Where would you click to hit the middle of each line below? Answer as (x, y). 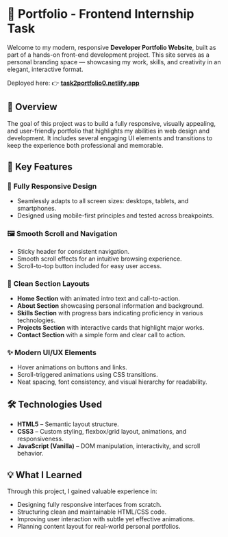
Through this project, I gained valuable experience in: (82, 491)
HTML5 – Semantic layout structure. (68, 424)
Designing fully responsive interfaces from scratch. (89, 504)
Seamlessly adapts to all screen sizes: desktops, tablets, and (103, 201)
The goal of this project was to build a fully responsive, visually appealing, (111, 123)
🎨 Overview (32, 107)
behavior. (30, 454)
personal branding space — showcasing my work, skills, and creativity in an (114, 62)
